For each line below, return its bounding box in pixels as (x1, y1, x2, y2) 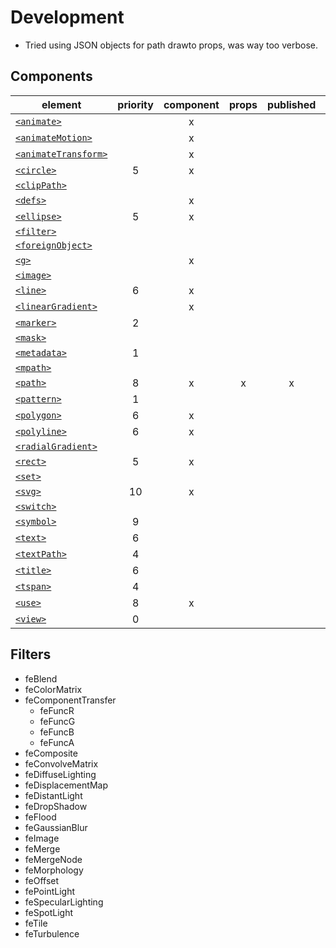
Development (10, 6, 125, 29)
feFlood (24, 811, 57, 823)
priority (117, 97, 154, 111)
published (267, 97, 317, 111)
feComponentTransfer (24, 694, 117, 706)
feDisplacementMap (24, 779, 108, 791)
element (41, 97, 82, 111)
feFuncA (39, 736, 75, 748)
